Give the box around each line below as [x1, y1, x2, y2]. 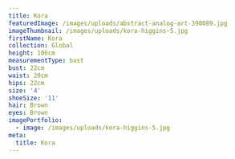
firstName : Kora [8, 34, 63, 43]
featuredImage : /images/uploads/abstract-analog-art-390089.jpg [8, 19, 228, 27]
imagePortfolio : [8, 116, 63, 124]
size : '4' [8, 86, 42, 95]
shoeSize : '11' [8, 94, 59, 102]
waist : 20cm [8, 71, 48, 79]
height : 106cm [8, 49, 56, 57]
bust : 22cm [8, 64, 45, 72]
